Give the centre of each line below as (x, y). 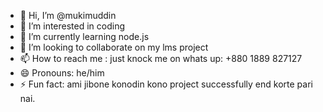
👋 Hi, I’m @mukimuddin (68, 15)
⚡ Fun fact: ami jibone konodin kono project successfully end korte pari (166, 84)
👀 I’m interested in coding (72, 26)
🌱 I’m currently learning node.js (84, 36)
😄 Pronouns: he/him (62, 73)
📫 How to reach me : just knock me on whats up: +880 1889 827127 (161, 58)
